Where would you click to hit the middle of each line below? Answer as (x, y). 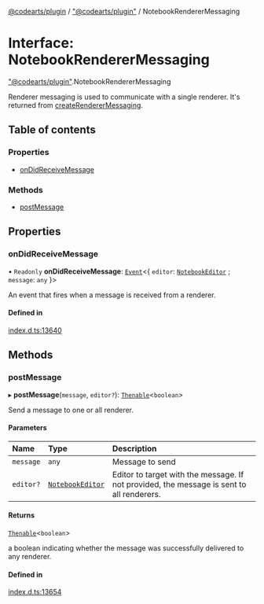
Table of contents (52, 130)
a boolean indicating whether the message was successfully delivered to (126, 548)
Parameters (27, 428)
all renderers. (136, 494)
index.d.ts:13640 (35, 330)
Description (134, 448)
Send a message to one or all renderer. (71, 410)
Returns (22, 515)
